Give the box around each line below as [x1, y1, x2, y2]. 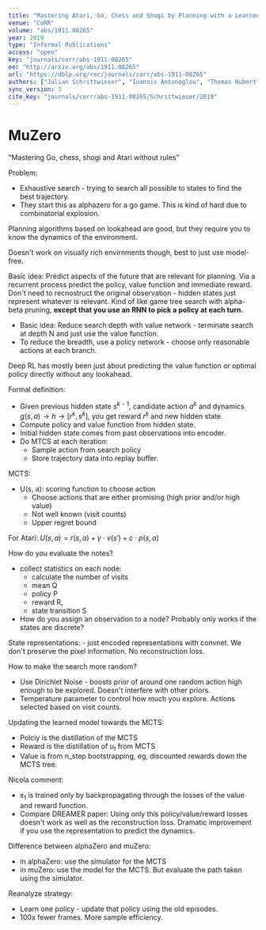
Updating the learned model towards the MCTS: [8, 717, 165, 727]
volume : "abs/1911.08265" [8, 26, 93, 34]
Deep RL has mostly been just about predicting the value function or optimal [8, 361, 256, 370]
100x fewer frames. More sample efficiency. [19, 913, 164, 922]
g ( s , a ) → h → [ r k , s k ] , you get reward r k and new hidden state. [19, 409, 223, 420]
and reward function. [19, 801, 89, 810]
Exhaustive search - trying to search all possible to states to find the [19, 184, 242, 193]
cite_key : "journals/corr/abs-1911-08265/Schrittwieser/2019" [8, 93, 218, 101]
